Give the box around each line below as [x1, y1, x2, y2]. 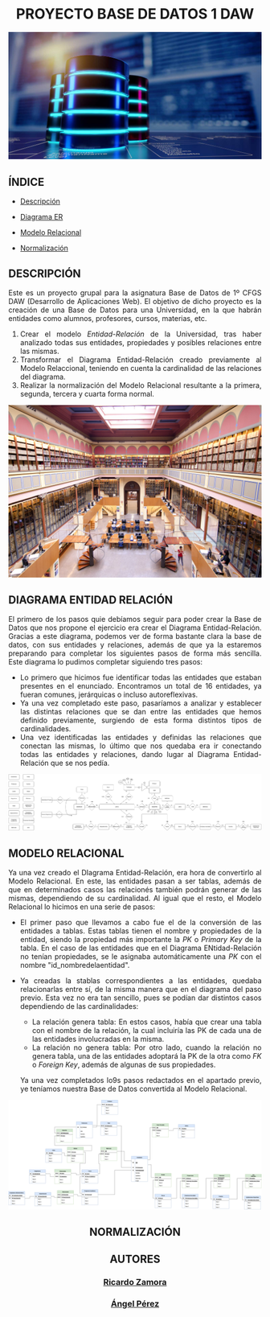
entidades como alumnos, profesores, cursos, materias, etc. [8, 314, 207, 323]
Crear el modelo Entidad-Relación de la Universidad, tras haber [19, 329, 262, 339]
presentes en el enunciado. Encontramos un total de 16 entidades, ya [19, 681, 262, 691]
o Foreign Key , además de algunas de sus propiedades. [31, 1060, 216, 1070]
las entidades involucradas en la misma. [31, 1035, 165, 1044]
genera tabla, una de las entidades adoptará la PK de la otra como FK [31, 1052, 262, 1061]
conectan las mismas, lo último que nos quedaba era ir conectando [19, 741, 262, 751]
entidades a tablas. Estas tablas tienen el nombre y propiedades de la [19, 926, 262, 936]
